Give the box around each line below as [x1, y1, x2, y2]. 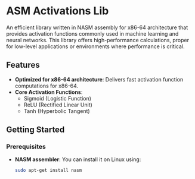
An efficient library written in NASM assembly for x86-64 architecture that [6, 24, 188, 31]
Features [6, 60, 40, 70]
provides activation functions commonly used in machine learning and [6, 30, 179, 37]
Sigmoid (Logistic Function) [23, 95, 91, 102]
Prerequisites [6, 143, 46, 151]
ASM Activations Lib [6, 4, 109, 18]
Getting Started [6, 125, 65, 135]
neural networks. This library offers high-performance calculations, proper [6, 36, 190, 43]
